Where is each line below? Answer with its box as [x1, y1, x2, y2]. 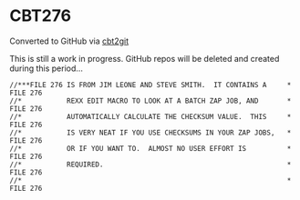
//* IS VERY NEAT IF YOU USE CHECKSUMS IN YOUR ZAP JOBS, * [9, 128, 292, 137]
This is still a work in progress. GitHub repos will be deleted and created [9, 53, 280, 64]
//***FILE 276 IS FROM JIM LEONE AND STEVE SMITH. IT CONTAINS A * [9, 80, 292, 89]
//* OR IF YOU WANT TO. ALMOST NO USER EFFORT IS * [9, 144, 292, 153]
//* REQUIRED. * [9, 160, 292, 169]
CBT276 [9, 5, 72, 26]
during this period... [9, 63, 84, 74]
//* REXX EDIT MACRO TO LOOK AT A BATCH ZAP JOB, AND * [9, 96, 292, 105]
